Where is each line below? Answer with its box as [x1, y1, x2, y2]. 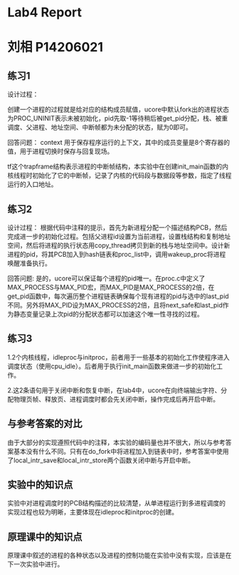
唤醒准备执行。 [7, 259, 51, 268]
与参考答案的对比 [7, 418, 83, 430]
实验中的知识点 [7, 479, 73, 491]
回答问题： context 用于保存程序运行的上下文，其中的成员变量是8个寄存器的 [7, 138, 230, 147]
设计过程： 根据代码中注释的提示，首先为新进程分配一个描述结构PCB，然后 [7, 223, 228, 232]
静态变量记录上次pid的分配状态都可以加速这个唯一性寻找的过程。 [13, 310, 204, 318]
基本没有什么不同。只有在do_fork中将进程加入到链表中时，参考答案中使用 [13, 447, 229, 455]
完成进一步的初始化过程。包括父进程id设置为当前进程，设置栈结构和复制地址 [7, 233, 231, 240]
